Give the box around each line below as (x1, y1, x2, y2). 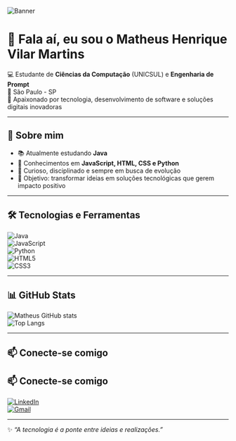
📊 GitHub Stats (7, 289, 76, 301)
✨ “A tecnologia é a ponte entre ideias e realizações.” (7, 425, 163, 433)
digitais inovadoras (7, 102, 63, 111)
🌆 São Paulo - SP (7, 87, 57, 96)
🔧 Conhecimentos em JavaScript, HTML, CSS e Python (17, 159, 179, 167)
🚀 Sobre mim (7, 130, 65, 142)
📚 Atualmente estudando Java (17, 149, 107, 157)
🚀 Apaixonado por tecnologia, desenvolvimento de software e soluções (7, 95, 214, 104)
